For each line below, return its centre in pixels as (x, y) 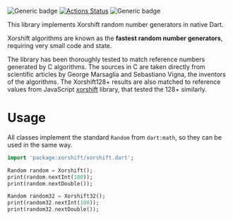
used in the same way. (40, 145)
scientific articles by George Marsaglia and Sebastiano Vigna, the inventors (116, 74)
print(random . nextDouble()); (50, 183)
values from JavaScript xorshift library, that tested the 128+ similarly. (107, 89)
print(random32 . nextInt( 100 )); (53, 203)
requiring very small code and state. (60, 45)
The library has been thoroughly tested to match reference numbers (106, 59)
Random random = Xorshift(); (50, 170)
